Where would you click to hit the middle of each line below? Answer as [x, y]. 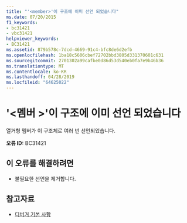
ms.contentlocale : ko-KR [36, 72]
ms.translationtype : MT [35, 66]
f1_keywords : [22, 22]
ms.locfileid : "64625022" [38, 83]
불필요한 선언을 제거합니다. [45, 178]
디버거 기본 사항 [33, 214]
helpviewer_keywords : [33, 39]
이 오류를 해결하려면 [40, 163]
